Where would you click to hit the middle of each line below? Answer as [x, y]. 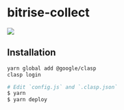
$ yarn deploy [27, 100]
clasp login [24, 74]
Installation [32, 53]
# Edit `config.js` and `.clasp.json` [62, 87]
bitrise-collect [49, 13]
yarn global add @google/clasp [52, 68]
